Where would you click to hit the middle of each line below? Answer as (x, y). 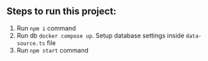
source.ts (31, 43)
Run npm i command (46, 28)
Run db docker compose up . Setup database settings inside (101, 35)
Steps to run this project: (61, 11)
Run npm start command (52, 50)
